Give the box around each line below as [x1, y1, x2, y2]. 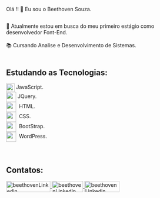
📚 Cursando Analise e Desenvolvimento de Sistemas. [6, 42, 136, 49]
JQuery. [17, 93, 37, 100]
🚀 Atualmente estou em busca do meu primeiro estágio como [6, 22, 155, 30]
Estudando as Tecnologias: [6, 67, 108, 77]
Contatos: [6, 165, 44, 175]
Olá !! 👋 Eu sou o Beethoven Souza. [6, 6, 92, 12]
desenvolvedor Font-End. [6, 29, 68, 36]
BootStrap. [18, 123, 45, 130]
